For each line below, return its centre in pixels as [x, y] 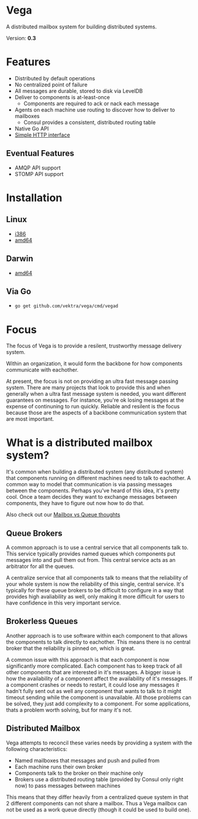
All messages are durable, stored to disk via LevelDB [79, 91]
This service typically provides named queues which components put [91, 554]
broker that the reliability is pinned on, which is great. [71, 648]
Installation [34, 198]
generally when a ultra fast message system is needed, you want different [96, 394]
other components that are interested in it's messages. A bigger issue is [94, 672]
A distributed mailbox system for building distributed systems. [82, 27]
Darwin [20, 259]
